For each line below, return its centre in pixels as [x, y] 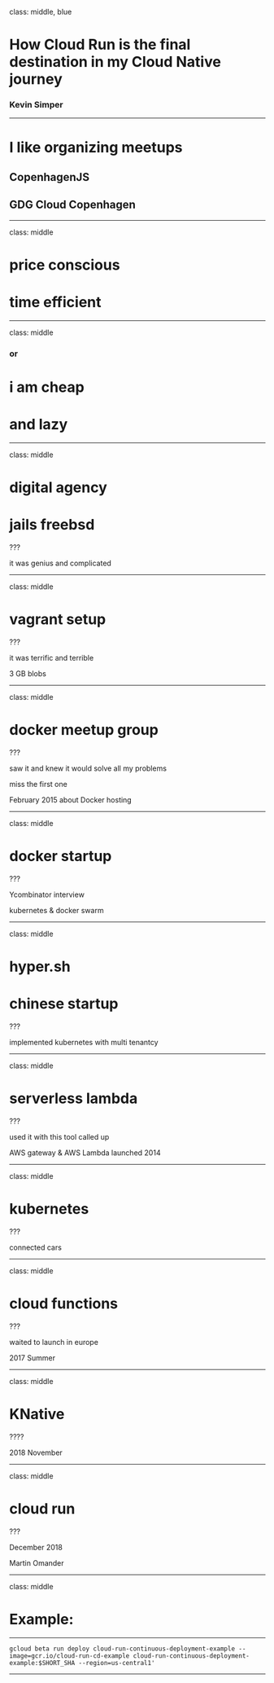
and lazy [39, 425]
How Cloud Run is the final [100, 45]
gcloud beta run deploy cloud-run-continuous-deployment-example [122, 1649]
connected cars [35, 1247]
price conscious [65, 265]
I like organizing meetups [96, 147]
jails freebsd [52, 525]
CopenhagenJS [50, 177]
